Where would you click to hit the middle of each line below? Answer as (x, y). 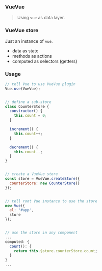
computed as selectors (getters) (45, 61)
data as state (25, 51)
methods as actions (32, 56)
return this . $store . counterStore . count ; (56, 251)
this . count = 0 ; (31, 116)
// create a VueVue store (31, 174)
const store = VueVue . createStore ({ (42, 179)
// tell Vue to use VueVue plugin (40, 84)
